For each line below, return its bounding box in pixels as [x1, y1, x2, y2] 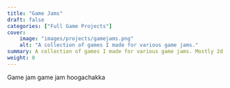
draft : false [7, 16, 45, 23]
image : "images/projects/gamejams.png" [19, 35, 134, 42]
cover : [7, 29, 26, 36]
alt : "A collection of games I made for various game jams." [19, 42, 198, 48]
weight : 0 [7, 55, 36, 61]
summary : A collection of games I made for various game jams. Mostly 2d [7, 48, 224, 55]
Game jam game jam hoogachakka [7, 73, 105, 81]
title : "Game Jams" [7, 10, 63, 17]
